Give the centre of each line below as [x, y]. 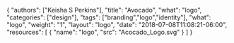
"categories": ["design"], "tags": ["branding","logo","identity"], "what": [109, 17]
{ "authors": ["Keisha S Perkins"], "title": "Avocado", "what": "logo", [104, 10]
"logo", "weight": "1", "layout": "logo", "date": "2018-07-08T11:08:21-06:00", [117, 25]
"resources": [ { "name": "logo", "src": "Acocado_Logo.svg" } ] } [100, 32]
